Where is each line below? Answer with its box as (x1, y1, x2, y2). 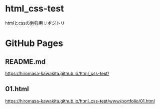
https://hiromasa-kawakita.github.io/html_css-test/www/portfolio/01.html (5, 98, 155, 104)
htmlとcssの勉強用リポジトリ (5, 20, 65, 26)
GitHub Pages (5, 38, 63, 49)
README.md (5, 57, 46, 66)
